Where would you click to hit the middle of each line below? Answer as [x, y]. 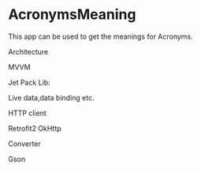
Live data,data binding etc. [51, 97]
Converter [24, 143]
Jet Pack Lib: [30, 82]
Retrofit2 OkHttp [35, 128]
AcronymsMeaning [72, 15]
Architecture [28, 51]
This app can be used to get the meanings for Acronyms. [100, 36]
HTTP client [28, 113]
